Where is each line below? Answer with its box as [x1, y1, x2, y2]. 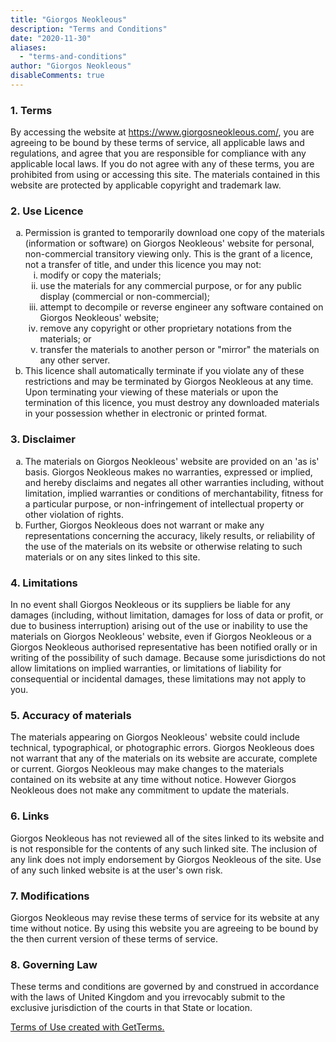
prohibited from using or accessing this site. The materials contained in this [10, 169, 321, 181]
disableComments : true [10, 71, 105, 81]
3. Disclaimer [10, 432, 76, 446]
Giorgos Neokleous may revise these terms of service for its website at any [10, 911, 320, 923]
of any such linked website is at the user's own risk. [10, 864, 223, 876]
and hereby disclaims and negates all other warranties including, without [24, 476, 325, 488]
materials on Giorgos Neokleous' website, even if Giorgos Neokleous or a [10, 631, 312, 643]
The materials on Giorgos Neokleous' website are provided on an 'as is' [24, 455, 320, 467]
